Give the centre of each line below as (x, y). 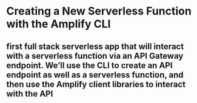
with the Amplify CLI (58, 24)
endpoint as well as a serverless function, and (95, 75)
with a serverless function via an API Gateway (95, 56)
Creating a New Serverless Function (99, 11)
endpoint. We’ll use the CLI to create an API (89, 65)
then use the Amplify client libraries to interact (96, 84)
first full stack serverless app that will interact (95, 46)
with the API (30, 94)
